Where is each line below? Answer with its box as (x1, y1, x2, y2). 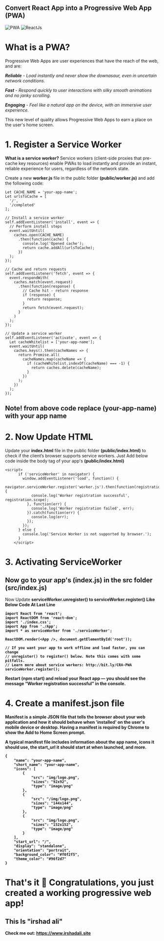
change (5, 650, 19, 655)
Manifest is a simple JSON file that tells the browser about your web (5, 714, 145, 720)
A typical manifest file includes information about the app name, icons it (5, 739, 155, 745)
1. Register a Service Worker (5, 139, 122, 150)
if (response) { (22, 292, 56, 298)
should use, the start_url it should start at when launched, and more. (5, 744, 147, 750)
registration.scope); (5, 498, 49, 503)
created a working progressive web (5, 888, 152, 898)
